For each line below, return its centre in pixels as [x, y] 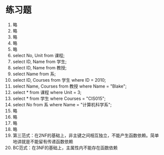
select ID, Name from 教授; [40, 67]
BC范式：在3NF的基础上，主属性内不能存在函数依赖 [65, 148]
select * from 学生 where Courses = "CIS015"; [59, 98]
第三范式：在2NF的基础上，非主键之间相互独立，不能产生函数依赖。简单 [86, 135]
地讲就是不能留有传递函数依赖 [43, 141]
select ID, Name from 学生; [40, 62]
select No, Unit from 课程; [39, 55]
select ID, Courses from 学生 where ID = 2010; [59, 80]
